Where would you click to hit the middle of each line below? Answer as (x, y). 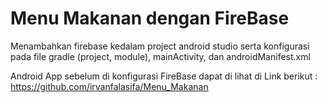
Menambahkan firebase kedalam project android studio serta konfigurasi (160, 46)
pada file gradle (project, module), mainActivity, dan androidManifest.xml (160, 56)
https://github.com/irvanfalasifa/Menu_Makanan (109, 86)
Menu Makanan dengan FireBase (150, 18)
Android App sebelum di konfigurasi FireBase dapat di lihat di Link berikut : (164, 76)
